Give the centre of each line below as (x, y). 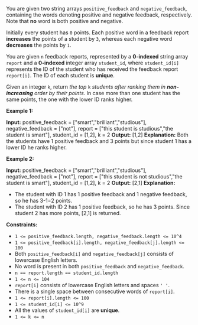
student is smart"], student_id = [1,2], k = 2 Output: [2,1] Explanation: (91, 183)
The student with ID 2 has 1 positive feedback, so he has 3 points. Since (102, 207)
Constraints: (22, 225)
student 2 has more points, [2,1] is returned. (68, 213)
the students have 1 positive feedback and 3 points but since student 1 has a (99, 141)
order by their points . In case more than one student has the (107, 93)
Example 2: (20, 159)
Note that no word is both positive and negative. (65, 21)
